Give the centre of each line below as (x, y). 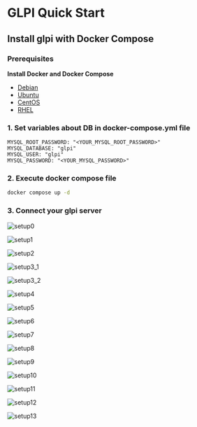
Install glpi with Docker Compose (81, 39)
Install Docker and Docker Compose (60, 73)
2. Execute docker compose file (62, 178)
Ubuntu (28, 94)
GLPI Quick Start (56, 13)
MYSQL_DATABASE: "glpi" (42, 148)
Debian (28, 87)
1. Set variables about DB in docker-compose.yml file (99, 127)
